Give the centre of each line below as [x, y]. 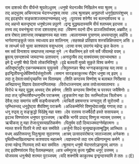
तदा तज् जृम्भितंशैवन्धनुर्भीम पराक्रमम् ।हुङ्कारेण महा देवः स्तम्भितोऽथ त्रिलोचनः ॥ [66, 95]
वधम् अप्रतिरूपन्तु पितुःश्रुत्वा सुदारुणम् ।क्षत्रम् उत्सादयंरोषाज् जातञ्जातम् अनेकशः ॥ [67, 134]
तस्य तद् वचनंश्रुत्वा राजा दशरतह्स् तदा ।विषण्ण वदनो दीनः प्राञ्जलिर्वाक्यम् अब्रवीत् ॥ [68, 30]
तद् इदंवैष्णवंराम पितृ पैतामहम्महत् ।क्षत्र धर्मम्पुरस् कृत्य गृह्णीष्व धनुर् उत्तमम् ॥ [61, 150]
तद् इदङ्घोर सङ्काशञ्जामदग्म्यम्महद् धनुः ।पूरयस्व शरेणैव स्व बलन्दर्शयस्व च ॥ [65, 19]
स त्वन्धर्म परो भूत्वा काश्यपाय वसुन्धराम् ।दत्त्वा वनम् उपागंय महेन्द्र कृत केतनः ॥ [64, 46]
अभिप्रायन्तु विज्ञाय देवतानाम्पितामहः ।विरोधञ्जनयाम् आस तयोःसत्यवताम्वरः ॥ [62, 84]
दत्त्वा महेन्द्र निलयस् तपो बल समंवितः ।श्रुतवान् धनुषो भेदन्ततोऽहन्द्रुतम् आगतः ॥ [64, 145]
